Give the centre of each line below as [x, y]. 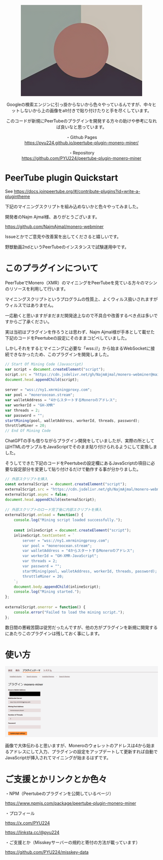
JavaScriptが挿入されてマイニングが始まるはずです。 [58, 758]
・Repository [81, 153]
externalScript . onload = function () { [44, 515]
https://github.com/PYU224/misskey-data [47, 852]
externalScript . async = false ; [37, 494]
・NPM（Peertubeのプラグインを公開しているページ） [59, 793]
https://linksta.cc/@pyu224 [32, 832]
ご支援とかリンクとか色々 [56, 779]
